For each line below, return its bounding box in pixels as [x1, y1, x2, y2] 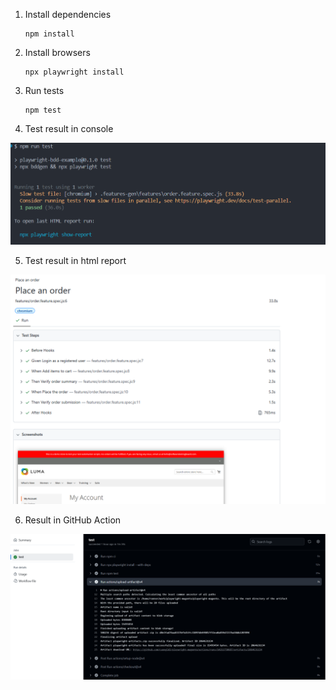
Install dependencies [24, 9, 112, 20]
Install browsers [24, 47, 91, 58]
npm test [24, 105, 62, 115]
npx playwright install [24, 67, 125, 77]
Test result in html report [24, 254, 127, 266]
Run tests [24, 85, 65, 96]
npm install [24, 29, 75, 39]
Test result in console [24, 123, 114, 134]
